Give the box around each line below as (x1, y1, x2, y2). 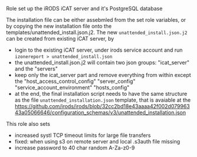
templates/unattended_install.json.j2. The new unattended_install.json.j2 (6, 29, 188, 36)
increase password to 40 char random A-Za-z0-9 (14, 144, 135, 151)
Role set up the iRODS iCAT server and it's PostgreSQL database (6, 5, 163, 12)
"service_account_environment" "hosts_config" (14, 84, 130, 91)
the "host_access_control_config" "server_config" (14, 78, 136, 85)
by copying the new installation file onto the (6, 23, 112, 29)
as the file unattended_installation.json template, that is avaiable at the (14, 96, 191, 103)
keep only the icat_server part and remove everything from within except (14, 72, 191, 78)
